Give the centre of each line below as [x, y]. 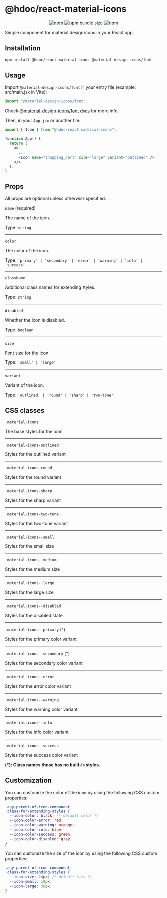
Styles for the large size [29, 592]
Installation [23, 48]
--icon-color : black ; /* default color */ [54, 816]
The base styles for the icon [34, 431]
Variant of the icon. [25, 385]
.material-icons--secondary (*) [38, 653]
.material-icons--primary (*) [35, 629]
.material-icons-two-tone [32, 514]
